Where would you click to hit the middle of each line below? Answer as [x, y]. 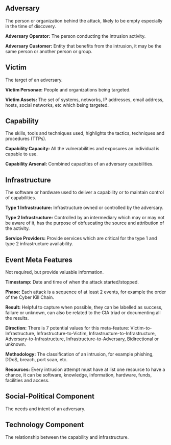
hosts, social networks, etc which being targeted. [57, 105]
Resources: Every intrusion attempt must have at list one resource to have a [85, 369]
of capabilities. [21, 198]
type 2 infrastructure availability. [39, 244]
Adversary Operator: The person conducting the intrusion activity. [76, 36]
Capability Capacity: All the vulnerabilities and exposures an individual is [82, 149]
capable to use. [22, 154]
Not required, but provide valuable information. [55, 272]
